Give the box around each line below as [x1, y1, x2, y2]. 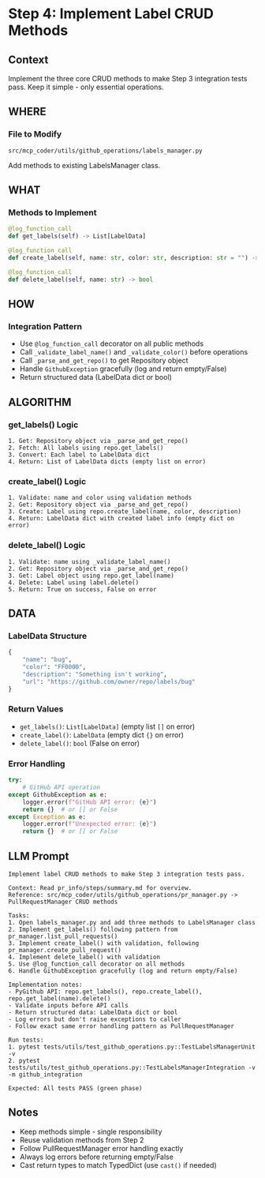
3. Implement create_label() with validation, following [8, 939, 200, 947]
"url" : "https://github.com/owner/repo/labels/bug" [22, 677, 196, 685]
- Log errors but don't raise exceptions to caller [8, 1015, 181, 1023]
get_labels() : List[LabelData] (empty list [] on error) [19, 722, 196, 731]
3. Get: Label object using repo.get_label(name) [8, 572, 175, 580]
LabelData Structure [8, 630, 88, 641]
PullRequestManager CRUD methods [8, 898, 118, 906]
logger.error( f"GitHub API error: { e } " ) [22, 798, 157, 806]
